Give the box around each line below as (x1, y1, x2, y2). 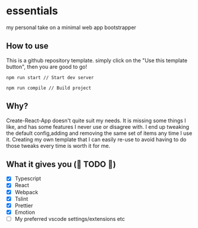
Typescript (14, 175, 41, 182)
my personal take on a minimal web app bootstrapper (6, 24, 136, 31)
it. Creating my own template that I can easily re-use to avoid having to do (6, 135, 187, 143)
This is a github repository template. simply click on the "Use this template (6, 56, 188, 64)
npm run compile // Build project (6, 85, 92, 91)
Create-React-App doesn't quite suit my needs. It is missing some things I (6, 117, 186, 124)
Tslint (14, 195, 28, 202)
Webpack (14, 188, 39, 195)
